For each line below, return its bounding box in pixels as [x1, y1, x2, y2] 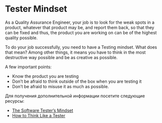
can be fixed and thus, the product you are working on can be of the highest [5, 30, 157, 35]
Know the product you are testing [12, 73, 79, 79]
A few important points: [5, 64, 52, 70]
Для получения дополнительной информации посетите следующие [5, 93, 145, 99]
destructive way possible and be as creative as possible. [5, 54, 118, 60]
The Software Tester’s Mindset [12, 108, 74, 113]
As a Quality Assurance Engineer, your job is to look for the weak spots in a [5, 19, 155, 25]
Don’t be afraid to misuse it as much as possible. [12, 83, 109, 89]
